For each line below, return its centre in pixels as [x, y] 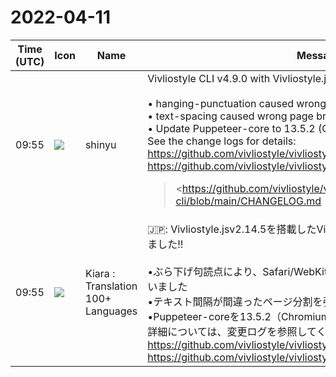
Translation [111, 286]
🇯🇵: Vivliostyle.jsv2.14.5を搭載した [232, 229]
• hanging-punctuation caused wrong [237, 103]
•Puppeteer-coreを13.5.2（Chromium [238, 316]
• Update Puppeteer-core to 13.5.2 [231, 128]
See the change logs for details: [222, 141]
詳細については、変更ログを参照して [232, 331]
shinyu [100, 144]
